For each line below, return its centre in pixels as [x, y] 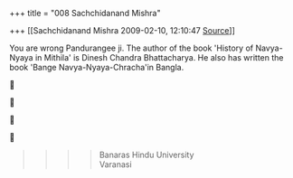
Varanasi [116, 164]
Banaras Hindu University [146, 155]
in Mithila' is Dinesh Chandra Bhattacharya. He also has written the [159, 57]
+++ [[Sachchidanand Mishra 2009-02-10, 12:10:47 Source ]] [122, 30]
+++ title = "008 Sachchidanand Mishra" [85, 13]
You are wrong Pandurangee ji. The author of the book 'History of [132, 48]
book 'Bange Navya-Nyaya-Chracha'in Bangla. [97, 67]
